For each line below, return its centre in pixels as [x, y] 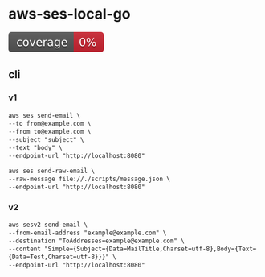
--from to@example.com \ [50, 131]
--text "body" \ [35, 147]
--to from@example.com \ [50, 123]
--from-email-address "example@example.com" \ [88, 233]
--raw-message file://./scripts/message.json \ [90, 179]
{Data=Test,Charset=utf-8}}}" [59, 257]
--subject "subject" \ [46, 139]
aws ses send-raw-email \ [51, 171]
